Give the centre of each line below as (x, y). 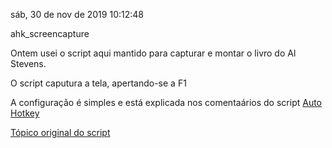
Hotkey (25, 113)
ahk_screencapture (50, 33)
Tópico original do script (60, 132)
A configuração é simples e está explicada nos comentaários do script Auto (166, 102)
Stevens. (28, 63)
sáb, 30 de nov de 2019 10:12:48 (77, 14)
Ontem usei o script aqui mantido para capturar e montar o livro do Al (153, 53)
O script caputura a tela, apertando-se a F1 (98, 83)
